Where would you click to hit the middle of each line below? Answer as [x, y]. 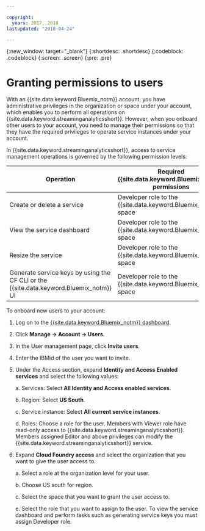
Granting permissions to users [85, 82]
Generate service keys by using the [60, 273]
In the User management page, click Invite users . [77, 346]
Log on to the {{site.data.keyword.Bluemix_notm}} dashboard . [93, 323]
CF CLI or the [28, 280]
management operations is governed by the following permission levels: [97, 157]
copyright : [20, 17]
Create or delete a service [47, 205]
